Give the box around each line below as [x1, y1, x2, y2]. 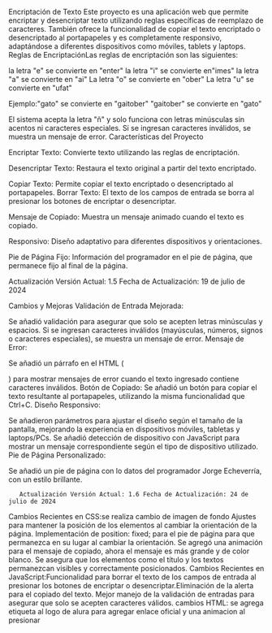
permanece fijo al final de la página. [8, 261, 128, 271]
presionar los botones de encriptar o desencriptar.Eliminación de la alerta [8, 581, 254, 590]
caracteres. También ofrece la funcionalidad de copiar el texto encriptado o [8, 24, 261, 33]
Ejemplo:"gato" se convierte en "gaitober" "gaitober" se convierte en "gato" [8, 99, 262, 108]
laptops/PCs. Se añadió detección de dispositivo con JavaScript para [8, 433, 240, 442]
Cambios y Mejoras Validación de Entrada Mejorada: [8, 301, 184, 310]
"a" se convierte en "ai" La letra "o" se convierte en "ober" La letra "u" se [8, 75, 254, 84]
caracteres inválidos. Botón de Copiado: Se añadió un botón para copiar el [8, 383, 257, 392]
